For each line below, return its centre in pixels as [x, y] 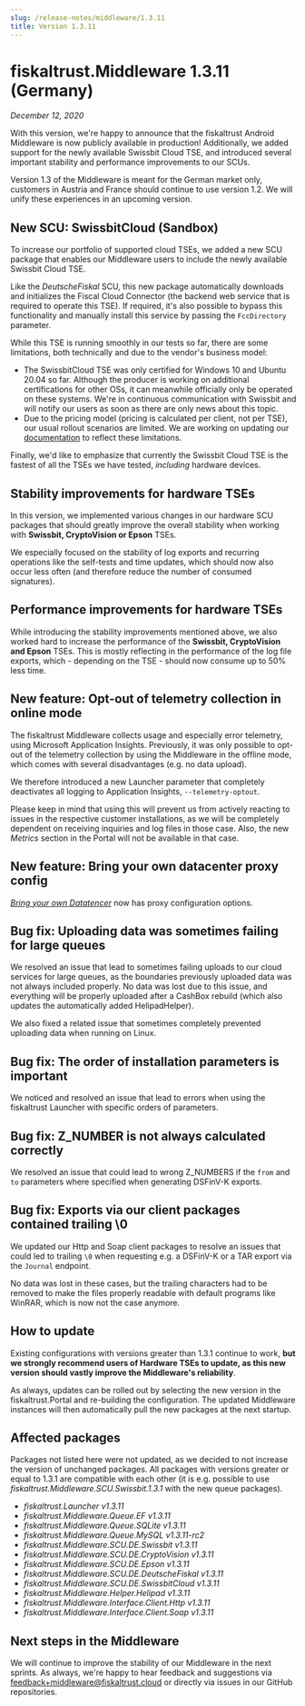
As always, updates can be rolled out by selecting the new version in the [146, 1390]
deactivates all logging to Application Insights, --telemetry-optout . [135, 791]
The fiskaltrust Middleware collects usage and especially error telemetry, [147, 735]
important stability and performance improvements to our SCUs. [130, 162]
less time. [28, 670]
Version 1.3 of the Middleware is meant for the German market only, [136, 180]
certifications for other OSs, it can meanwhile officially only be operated [158, 389]
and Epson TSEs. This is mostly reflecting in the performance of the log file [151, 651]
